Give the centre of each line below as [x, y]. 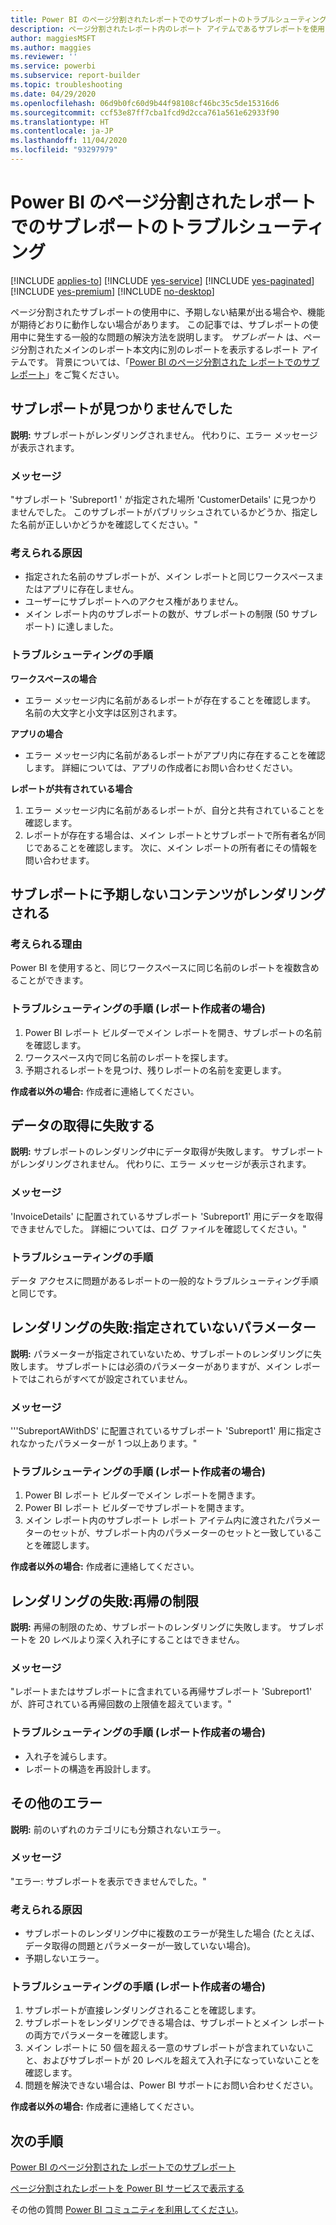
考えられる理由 [46, 944]
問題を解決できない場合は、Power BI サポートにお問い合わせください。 [171, 2085]
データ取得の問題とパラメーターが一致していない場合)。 [140, 1946]
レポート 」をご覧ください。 [67, 374]
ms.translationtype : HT [60, 122]
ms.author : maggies [51, 47]
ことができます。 [53, 980]
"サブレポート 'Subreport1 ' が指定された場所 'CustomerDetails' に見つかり [164, 499]
